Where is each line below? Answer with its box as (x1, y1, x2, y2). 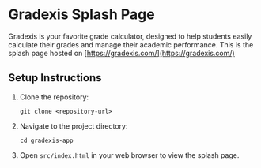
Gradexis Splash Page (8, 6, 156, 24)
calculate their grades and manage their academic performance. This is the (8, 39, 254, 49)
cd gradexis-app (19, 136, 74, 144)
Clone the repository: (19, 92, 89, 102)
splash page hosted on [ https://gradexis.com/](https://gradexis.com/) (8, 48, 235, 58)
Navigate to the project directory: (19, 121, 128, 131)
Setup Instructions (8, 71, 102, 84)
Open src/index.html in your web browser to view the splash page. (19, 150, 240, 159)
